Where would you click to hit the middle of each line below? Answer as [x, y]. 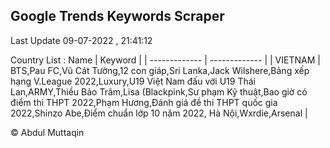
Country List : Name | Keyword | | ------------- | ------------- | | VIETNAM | [165, 60]
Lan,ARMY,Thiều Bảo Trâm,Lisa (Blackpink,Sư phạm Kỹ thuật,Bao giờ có [159, 91]
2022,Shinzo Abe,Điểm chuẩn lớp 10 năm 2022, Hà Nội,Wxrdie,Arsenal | [159, 113]
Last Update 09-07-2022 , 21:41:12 [81, 40]
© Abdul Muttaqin [47, 132]
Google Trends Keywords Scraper [117, 16]
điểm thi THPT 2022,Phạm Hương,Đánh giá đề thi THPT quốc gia [144, 102]
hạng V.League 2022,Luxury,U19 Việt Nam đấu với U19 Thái [133, 81]
